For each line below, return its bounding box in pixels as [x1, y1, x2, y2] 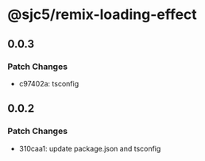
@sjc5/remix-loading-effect [7, 6, 198, 24]
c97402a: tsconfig [18, 79, 79, 88]
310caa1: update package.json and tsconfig [18, 144, 161, 153]
